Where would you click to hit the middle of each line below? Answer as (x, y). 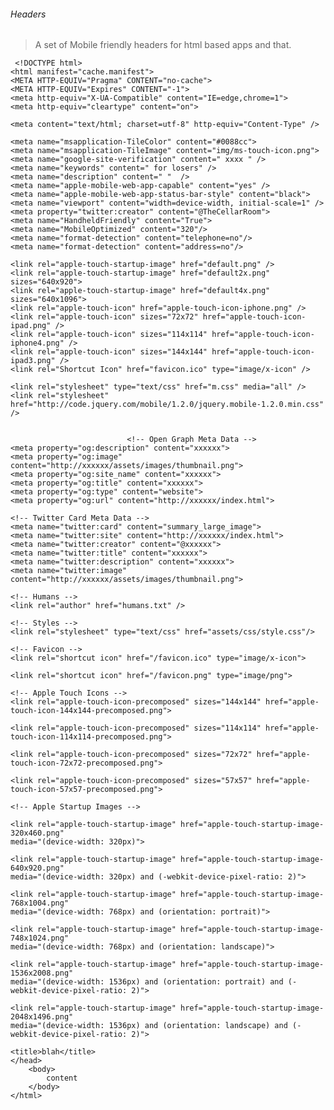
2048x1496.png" (42, 1017)
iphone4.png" (37, 343)
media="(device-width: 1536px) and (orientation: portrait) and (147, 982)
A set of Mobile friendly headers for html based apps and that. (163, 45)
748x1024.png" (40, 938)
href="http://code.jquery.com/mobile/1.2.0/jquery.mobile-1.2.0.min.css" (167, 405)
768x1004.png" (40, 903)
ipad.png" (31, 326)
